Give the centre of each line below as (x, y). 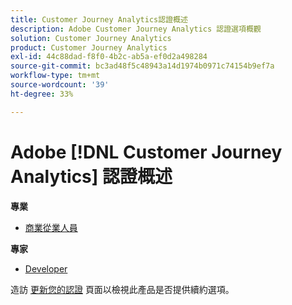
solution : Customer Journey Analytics (91, 38)
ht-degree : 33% (42, 94)
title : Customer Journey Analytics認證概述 (99, 19)
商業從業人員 (51, 227)
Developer (46, 268)
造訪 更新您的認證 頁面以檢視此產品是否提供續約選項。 (122, 289)
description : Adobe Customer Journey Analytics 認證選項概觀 (136, 29)
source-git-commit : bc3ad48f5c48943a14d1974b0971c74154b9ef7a (142, 66)
